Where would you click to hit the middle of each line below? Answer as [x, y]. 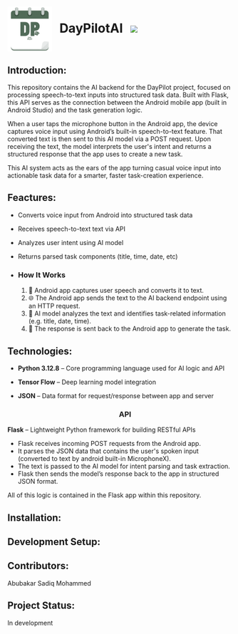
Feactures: [32, 198]
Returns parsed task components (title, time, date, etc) [98, 256]
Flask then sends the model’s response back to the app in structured [118, 474]
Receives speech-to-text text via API [72, 229]
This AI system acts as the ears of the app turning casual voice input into [114, 168]
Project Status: [41, 606]
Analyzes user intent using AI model [71, 242]
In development [30, 623]
